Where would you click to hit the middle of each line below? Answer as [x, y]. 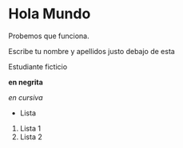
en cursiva [26, 97]
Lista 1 [30, 128]
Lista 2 [31, 137]
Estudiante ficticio [38, 66]
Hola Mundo [50, 14]
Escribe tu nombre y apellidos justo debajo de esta [92, 51]
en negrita [26, 82]
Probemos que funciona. [49, 36]
